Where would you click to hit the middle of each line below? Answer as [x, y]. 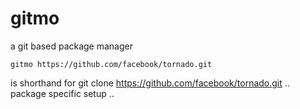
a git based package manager [71, 46]
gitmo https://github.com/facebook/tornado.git [111, 64]
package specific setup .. [62, 93]
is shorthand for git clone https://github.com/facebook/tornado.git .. [150, 83]
